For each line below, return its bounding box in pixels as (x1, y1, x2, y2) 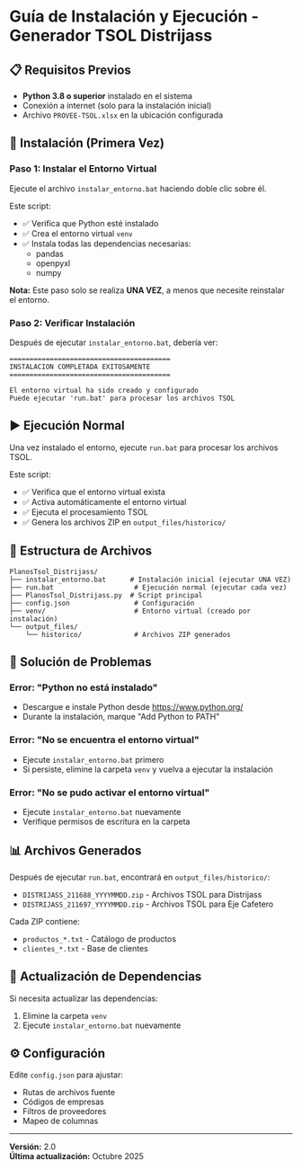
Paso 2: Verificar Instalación (9, 316, 136, 329)
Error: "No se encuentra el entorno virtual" (9, 734, 200, 747)
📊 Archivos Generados (9, 843, 142, 859)
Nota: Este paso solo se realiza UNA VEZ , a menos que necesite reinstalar (9, 285, 285, 296)
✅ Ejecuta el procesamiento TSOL (22, 506, 148, 518)
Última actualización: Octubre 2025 (9, 1151, 144, 1162)
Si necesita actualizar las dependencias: (9, 993, 159, 1004)
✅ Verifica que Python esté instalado (22, 217, 159, 228)
